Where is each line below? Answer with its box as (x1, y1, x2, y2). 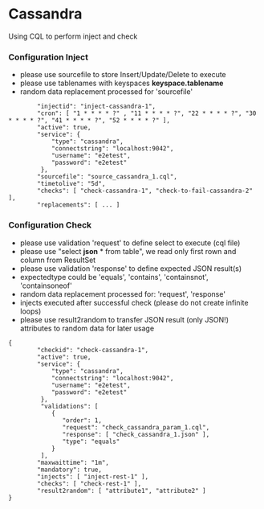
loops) (19, 306, 42, 316)
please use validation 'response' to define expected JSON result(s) (19, 263, 242, 273)
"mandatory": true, (37, 466, 103, 474)
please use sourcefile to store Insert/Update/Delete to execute (19, 70, 226, 80)
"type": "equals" (62, 437, 120, 445)
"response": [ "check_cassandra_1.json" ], (62, 430, 210, 438)
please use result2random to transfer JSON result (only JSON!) (19, 314, 229, 324)
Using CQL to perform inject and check (8, 31, 138, 41)
